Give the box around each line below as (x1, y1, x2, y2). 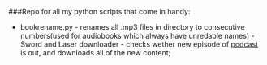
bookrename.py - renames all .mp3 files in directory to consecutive (19, 22, 245, 31)
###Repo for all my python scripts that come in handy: (8, 7, 191, 16)
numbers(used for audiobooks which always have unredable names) (19, 31, 250, 40)
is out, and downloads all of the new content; (19, 48, 171, 57)
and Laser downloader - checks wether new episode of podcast (43, 39, 258, 49)
